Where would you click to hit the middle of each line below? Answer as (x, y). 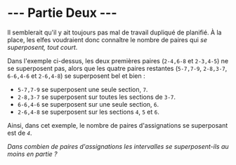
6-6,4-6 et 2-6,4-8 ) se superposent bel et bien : (76, 76)
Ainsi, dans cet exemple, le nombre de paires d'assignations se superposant (118, 125)
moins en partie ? (32, 154)
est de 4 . (20, 133)
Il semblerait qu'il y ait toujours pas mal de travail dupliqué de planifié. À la (114, 32)
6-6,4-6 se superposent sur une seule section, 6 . (88, 104)
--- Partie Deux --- (62, 13)
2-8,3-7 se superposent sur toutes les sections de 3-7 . (97, 97)
